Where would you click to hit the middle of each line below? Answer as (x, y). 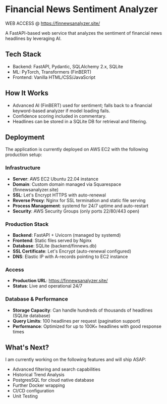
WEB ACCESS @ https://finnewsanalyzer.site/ (52, 23)
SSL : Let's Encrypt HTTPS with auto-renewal (59, 195)
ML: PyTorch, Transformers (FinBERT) (52, 72)
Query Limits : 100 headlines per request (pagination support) (76, 321)
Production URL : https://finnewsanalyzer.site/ (60, 281)
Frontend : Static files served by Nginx (52, 240)
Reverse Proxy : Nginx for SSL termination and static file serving (79, 200)
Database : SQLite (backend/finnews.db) (54, 245)
